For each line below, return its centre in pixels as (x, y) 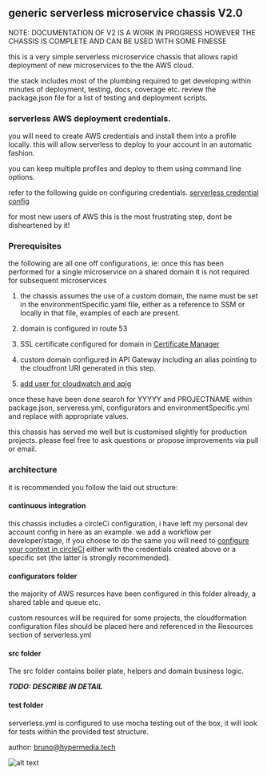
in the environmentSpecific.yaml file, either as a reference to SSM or (132, 305)
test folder (26, 704)
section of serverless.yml (50, 635)
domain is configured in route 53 (74, 329)
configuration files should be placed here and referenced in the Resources (131, 627)
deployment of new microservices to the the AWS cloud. (101, 65)
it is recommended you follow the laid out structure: (93, 487)
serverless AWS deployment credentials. (90, 118)
